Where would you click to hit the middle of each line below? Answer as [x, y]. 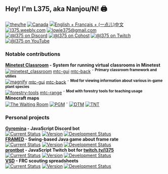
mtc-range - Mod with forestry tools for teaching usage [91, 92]
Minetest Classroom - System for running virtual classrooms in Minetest [83, 65]
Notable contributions [33, 54]
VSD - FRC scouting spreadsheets [42, 161]
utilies [11, 76]
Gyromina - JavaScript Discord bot [43, 128]
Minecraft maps [22, 98]
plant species [17, 87]
